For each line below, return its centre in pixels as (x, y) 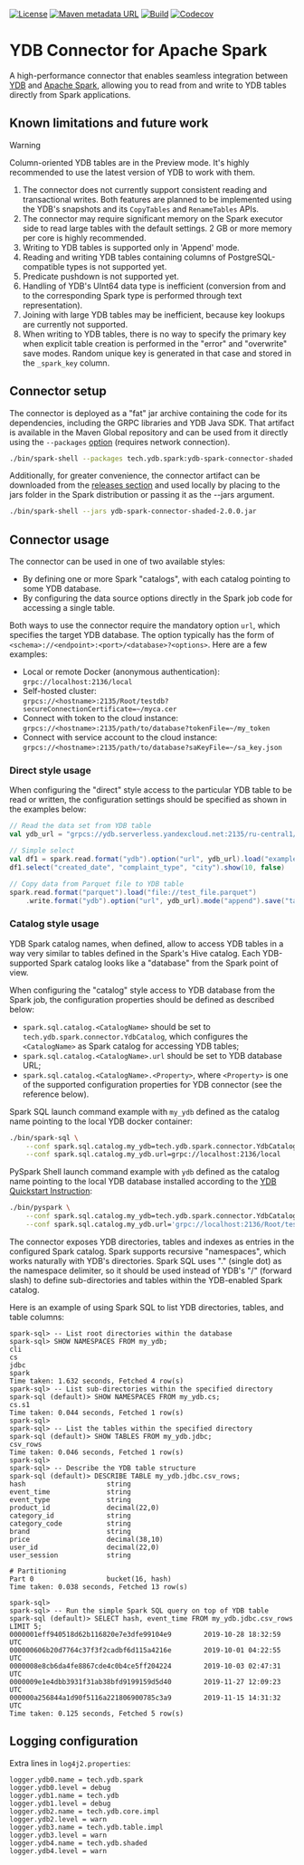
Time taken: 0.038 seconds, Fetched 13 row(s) (99, 1587)
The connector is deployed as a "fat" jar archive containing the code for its (148, 413)
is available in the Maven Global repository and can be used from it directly (149, 432)
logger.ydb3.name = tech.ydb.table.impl (87, 1827)
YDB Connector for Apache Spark (138, 51)
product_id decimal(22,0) (85, 1508)
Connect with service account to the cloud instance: (120, 737)
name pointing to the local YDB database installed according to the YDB (143, 1182)
